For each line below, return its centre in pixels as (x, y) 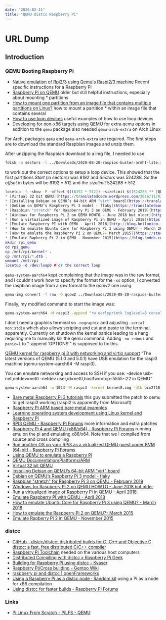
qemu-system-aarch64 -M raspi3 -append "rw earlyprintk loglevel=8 (76, 313)
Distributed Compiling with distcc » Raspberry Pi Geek (67, 558)
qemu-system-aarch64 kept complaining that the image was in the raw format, (83, 275)
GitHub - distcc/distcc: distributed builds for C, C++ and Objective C (82, 542)
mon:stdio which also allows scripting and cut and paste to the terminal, (78, 328)
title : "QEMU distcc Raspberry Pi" (42, 14)
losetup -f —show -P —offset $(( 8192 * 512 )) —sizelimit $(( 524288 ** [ (82, 192)
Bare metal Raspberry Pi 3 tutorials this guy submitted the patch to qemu (86, 397)
